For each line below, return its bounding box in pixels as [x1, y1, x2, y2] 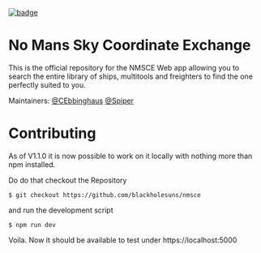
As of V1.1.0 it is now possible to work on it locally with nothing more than [8, 151, 253, 161]
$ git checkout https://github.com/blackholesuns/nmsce [8, 191, 201, 199]
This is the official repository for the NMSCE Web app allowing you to [8, 62, 240, 72]
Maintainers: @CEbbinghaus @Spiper [8, 96, 134, 105]
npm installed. [8, 159, 56, 169]
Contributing [8, 124, 96, 143]
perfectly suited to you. [8, 79, 87, 89]
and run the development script [8, 205, 113, 215]
